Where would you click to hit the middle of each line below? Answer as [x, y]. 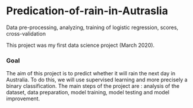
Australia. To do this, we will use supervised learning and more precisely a [97, 80]
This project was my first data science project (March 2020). [80, 45]
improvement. [23, 99]
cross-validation [26, 33]
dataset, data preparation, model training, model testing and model [88, 93]
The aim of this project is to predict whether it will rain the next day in [91, 74]
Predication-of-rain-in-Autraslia [87, 11]
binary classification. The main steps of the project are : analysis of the [93, 86]
